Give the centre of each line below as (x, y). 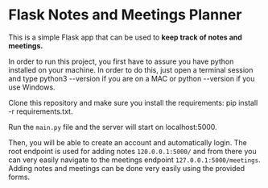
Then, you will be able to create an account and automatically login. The (128, 142)
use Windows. (32, 87)
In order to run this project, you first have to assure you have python (121, 61)
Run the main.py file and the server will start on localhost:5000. (113, 127)
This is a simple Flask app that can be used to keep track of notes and (126, 37)
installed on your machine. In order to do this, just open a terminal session (131, 69)
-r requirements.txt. (41, 111)
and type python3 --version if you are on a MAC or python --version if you (132, 78)
